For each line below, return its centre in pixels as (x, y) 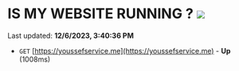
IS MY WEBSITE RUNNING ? (101, 14)
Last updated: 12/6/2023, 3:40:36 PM (71, 35)
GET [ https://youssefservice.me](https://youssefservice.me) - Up (125, 50)
